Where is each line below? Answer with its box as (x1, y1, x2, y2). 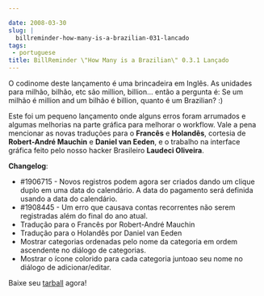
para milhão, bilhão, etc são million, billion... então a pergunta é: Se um (8, 87, 244, 97)
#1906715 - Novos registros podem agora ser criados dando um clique (19, 177, 256, 186)
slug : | (8, 26, 35, 35)
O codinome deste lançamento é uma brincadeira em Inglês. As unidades (8, 78, 253, 88)
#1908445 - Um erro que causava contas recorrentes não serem (19, 202, 236, 212)
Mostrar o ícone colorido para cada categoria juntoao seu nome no (19, 254, 244, 263)
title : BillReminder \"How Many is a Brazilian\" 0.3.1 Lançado (8, 56, 229, 65)
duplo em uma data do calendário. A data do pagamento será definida (19, 186, 254, 194)
